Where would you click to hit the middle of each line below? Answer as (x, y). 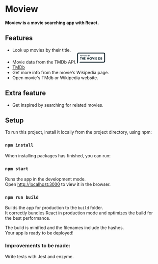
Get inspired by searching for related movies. (58, 105)
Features (19, 38)
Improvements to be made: (38, 246)
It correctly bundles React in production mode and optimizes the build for (79, 213)
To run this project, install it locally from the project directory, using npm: (79, 132)
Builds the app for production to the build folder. (54, 208)
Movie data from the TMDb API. (44, 62)
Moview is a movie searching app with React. (52, 23)
